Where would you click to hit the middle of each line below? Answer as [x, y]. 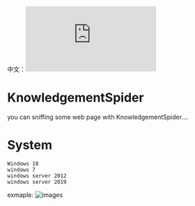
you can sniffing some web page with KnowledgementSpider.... [98, 117]
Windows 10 [23, 164]
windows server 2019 [37, 182]
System [30, 145]
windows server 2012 [37, 176]
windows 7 [22, 170]
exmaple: [20, 195]
